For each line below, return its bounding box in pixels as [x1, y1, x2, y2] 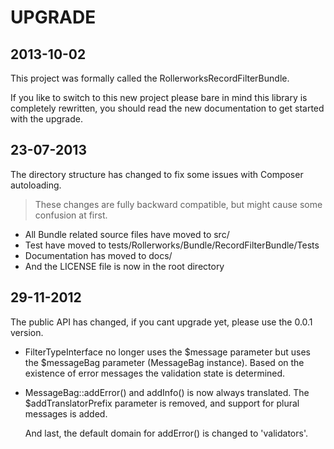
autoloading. [10, 179, 62, 191]
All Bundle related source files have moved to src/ [24, 228, 230, 240]
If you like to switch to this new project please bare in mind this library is [10, 92, 308, 103]
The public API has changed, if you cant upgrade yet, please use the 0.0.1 [10, 316, 313, 328]
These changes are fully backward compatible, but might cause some [34, 198, 323, 210]
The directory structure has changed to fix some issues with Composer [10, 168, 304, 180]
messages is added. [24, 407, 108, 420]
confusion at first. [34, 209, 108, 221]
